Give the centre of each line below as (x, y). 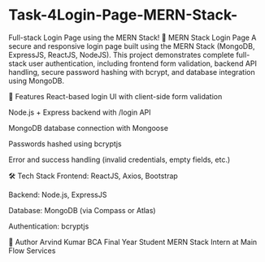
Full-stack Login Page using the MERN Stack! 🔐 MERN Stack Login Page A (132, 37)
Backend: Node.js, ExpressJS (58, 194)
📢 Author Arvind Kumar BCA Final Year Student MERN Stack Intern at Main (133, 242)
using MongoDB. (37, 81)
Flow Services (32, 251)
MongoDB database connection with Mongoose (89, 128)
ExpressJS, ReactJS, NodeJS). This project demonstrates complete (121, 55)
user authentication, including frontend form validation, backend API (143, 63)
